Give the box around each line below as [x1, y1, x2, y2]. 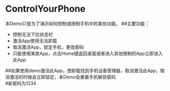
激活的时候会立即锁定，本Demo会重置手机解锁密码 [9, 74, 116, 80]
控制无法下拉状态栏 [12, 31, 53, 37]
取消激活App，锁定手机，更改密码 [12, 44, 84, 50]
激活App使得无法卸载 [12, 38, 58, 44]
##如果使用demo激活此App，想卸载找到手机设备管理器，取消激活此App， [5, 67, 160, 74]
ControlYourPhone [5, 3, 86, 15]
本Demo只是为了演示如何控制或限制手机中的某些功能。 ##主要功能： [5, 20, 150, 26]
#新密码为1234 [5, 80, 37, 86]
